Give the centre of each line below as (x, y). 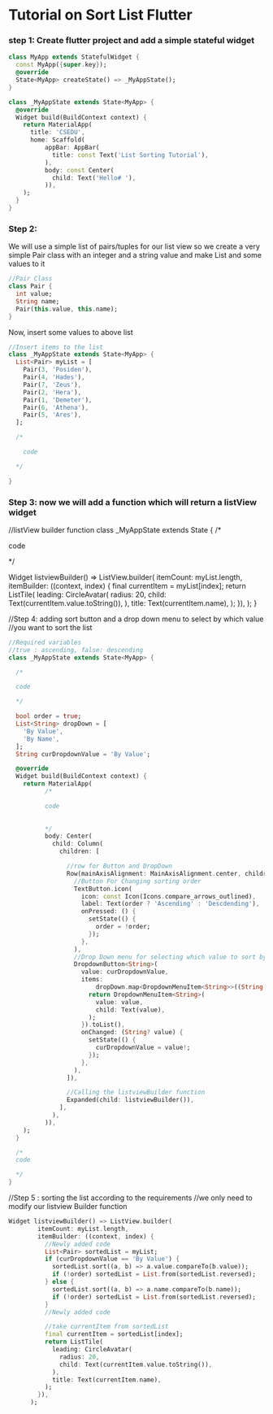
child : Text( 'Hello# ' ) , (94, 178)
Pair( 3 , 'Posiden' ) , (58, 370)
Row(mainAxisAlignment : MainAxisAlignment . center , (154, 873)
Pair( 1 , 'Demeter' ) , (58, 400)
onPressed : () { (108, 911)
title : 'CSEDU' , (57, 133)
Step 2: (23, 228)
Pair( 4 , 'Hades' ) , (54, 377)
